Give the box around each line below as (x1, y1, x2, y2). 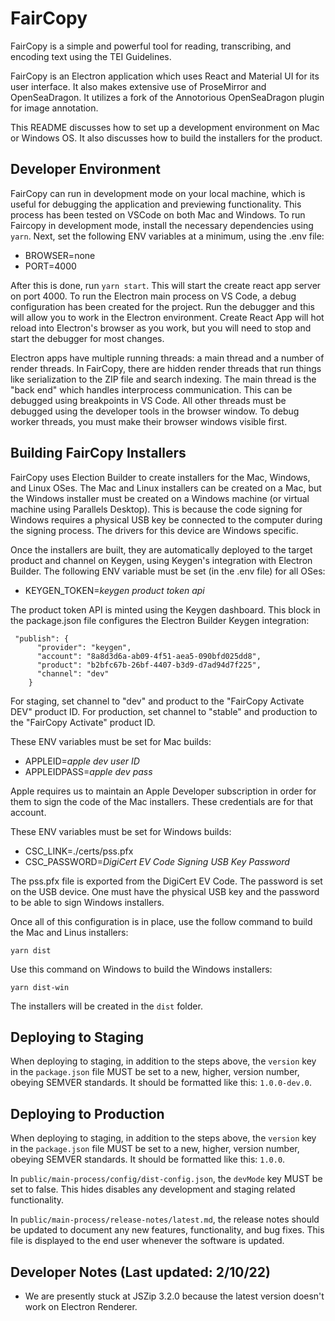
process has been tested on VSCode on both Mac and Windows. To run (10, 208, 306, 221)
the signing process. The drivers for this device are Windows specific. (10, 524, 299, 536)
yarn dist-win (10, 982, 70, 992)
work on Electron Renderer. (24, 1301, 138, 1312)
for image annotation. (10, 102, 99, 114)
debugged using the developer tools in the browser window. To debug (10, 405, 300, 417)
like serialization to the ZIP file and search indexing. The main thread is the (10, 373, 317, 385)
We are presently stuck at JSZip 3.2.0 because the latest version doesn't (24, 1290, 325, 1302)
